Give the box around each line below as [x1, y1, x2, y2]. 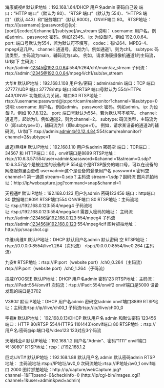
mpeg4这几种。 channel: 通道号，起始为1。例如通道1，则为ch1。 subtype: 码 [5, 46, 159, 52]
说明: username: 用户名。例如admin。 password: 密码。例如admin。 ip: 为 [5, 104, 154, 109]
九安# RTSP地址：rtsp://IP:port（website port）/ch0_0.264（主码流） [5, 259, 145, 265]
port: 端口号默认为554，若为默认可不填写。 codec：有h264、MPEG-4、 [5, 40, 151, 46]
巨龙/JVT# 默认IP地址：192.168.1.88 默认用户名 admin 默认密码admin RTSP [5, 355, 155, 360]
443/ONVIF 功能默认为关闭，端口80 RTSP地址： [5, 93, 102, 98]
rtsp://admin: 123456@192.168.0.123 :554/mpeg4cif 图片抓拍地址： [5, 221, 138, 227]
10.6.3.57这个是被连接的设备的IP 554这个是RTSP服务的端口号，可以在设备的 [5, 161, 158, 167]
